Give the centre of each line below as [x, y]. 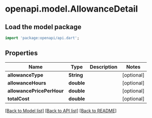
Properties [21, 53]
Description [104, 67]
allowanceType [25, 75]
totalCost [19, 99]
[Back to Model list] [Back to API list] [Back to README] [61, 111]
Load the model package [43, 27]
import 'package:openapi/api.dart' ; [42, 38]
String [76, 75]
